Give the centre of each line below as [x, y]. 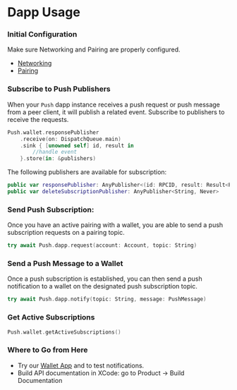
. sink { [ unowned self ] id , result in [77, 145]
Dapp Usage [44, 12]
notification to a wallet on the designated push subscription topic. [102, 286]
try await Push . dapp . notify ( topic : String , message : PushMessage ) [107, 299]
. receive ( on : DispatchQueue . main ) [71, 139]
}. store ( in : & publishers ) [58, 159]
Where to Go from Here [48, 350]
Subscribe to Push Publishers [59, 89]
